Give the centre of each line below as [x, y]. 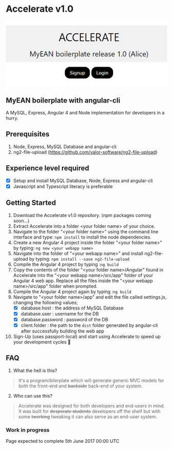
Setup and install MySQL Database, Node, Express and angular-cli [83, 181]
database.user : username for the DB [60, 314]
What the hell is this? [35, 370]
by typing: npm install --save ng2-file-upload [79, 259]
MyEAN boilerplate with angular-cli [63, 100]
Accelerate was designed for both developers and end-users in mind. [92, 405]
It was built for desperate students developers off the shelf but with [89, 411]
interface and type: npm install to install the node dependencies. [82, 237]
